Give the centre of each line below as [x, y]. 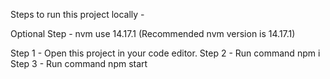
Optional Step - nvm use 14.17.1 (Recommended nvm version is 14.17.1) [153, 33]
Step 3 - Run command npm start [79, 63]
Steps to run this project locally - [77, 14]
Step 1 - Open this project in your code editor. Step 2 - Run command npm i [165, 53]
